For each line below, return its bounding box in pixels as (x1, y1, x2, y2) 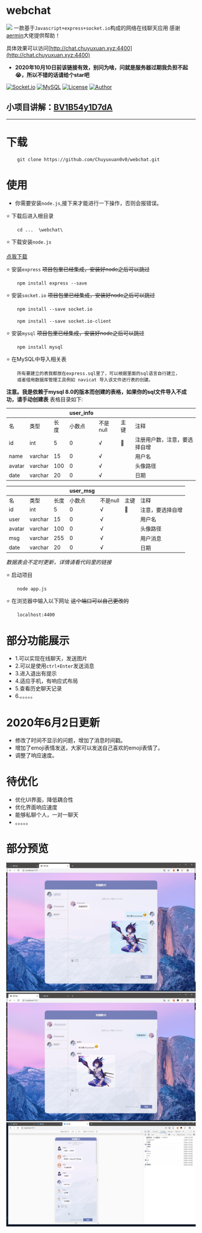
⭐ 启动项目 (6, 571, 33, 579)
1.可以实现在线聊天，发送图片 (14, 655, 88, 662)
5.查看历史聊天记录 (14, 685, 62, 692)
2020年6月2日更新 (6, 716, 100, 730)
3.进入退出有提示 (14, 670, 57, 677)
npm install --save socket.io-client (17, 318, 112, 324)
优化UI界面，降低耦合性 (14, 796, 73, 804)
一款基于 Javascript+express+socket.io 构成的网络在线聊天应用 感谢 (13, 24, 180, 31)
